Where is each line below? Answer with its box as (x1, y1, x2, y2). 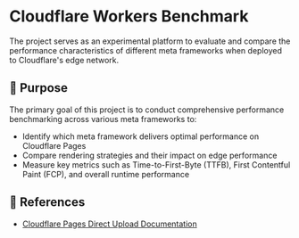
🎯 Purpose (9, 80, 69, 95)
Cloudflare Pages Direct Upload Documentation (21, 218, 198, 229)
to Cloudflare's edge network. (9, 54, 120, 65)
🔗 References (9, 194, 86, 210)
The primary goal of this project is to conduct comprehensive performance (9, 104, 285, 115)
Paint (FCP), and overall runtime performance (21, 168, 190, 179)
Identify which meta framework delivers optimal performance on (21, 131, 260, 142)
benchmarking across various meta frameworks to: (9, 113, 197, 124)
